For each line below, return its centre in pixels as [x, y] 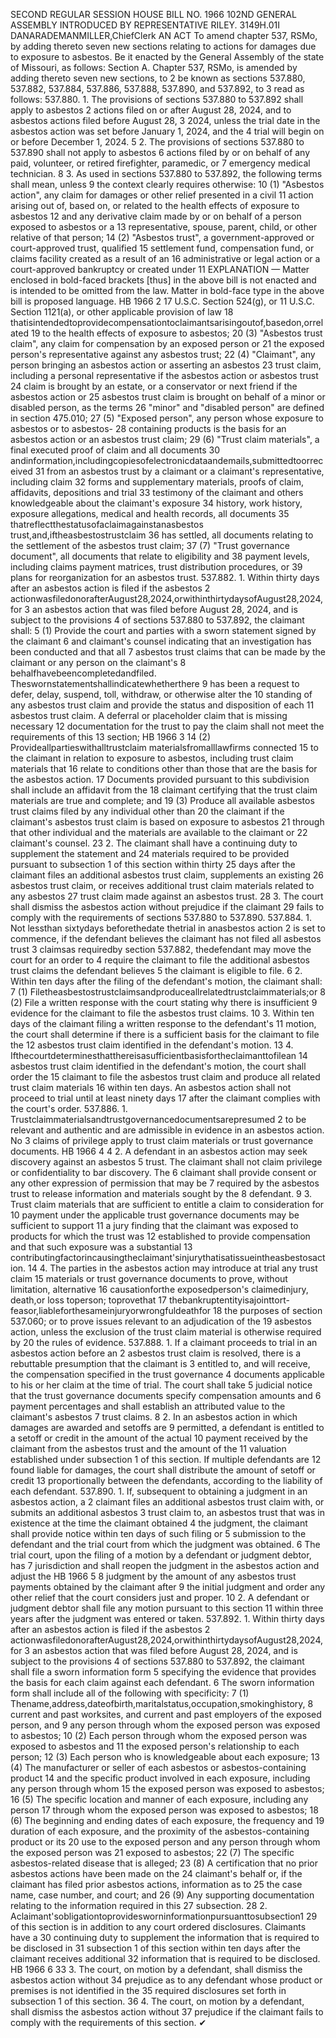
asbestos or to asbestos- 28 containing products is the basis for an [148, 428]
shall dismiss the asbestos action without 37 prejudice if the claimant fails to [167, 2012]
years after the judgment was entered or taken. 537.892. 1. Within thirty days [167, 1618]
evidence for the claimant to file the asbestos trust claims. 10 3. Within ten [162, 1013]
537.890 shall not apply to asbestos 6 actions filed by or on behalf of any [160, 152]
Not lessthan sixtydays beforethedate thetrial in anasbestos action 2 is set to [168, 928]
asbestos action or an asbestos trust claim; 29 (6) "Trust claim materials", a [165, 439]
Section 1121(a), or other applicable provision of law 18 [122, 312]
